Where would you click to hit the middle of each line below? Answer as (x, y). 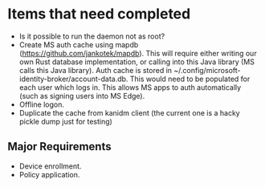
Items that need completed (99, 14)
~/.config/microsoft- (207, 70)
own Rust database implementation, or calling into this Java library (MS (137, 62)
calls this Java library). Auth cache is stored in (96, 70)
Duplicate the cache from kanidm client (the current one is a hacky (129, 112)
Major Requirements (59, 146)
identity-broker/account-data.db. (73, 79)
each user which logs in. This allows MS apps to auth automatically (130, 87)
